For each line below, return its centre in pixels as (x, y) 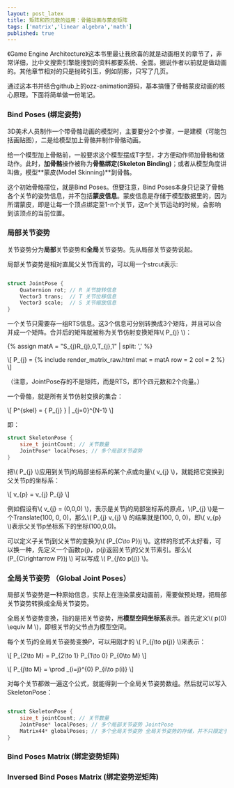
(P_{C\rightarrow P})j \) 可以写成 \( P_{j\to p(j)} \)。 (80, 558)
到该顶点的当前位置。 (38, 213)
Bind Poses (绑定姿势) (44, 114)
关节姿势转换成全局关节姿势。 (50, 603)
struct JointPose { (36, 283)
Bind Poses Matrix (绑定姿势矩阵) (63, 757)
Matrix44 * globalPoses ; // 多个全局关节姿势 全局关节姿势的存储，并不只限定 (122, 731)
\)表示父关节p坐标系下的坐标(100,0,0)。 (64, 526)
